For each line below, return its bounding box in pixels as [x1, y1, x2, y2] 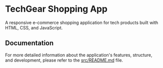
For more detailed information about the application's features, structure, [5, 52, 153, 58]
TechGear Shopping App [5, 3, 108, 15]
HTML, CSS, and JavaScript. [5, 24, 63, 30]
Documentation [5, 39, 54, 47]
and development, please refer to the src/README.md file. [5, 57, 123, 63]
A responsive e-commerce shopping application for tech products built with [5, 20, 159, 25]
